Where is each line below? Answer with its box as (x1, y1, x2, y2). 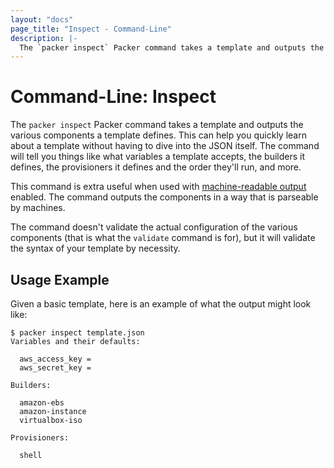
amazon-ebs (19, 398, 65, 408)
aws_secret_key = (19, 363, 92, 373)
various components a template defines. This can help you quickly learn (10, 129, 307, 141)
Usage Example (10, 271, 110, 288)
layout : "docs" (10, 14, 74, 25)
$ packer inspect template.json (10, 328, 145, 338)
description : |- (10, 33, 78, 43)
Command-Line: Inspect (10, 86, 217, 108)
